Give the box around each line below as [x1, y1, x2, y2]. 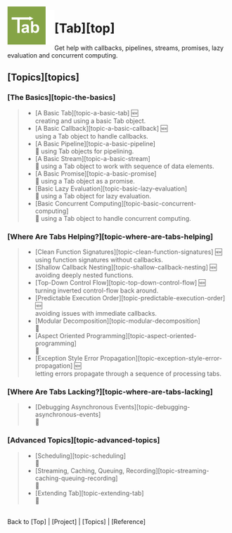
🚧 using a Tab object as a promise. [34, 176, 136, 185]
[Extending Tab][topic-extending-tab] [34, 489, 144, 497]
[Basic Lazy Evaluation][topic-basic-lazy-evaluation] [34, 184, 188, 193]
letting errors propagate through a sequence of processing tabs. [34, 369, 221, 378]
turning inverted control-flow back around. [34, 286, 159, 295]
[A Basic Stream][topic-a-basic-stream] [34, 154, 151, 162]
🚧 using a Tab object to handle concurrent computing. [34, 214, 191, 222]
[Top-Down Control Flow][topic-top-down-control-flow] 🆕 [34, 278, 206, 287]
